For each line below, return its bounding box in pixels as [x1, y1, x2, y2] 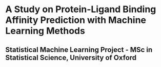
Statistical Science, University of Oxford [5, 53, 137, 62]
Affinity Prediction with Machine [5, 14, 147, 26]
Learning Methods [5, 25, 86, 37]
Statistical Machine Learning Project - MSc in [5, 45, 153, 54]
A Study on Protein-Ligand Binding [5, 4, 156, 15]
